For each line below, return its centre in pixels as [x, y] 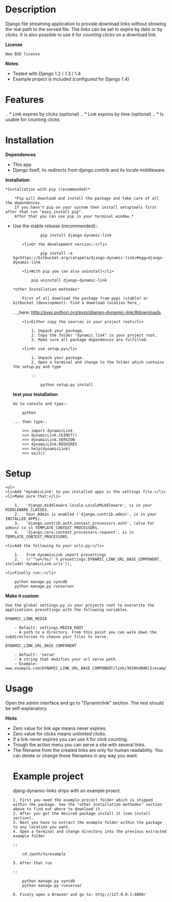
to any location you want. [41, 827]
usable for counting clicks [33, 119]
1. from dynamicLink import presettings [60, 555]
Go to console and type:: [40, 404]
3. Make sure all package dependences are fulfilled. [90, 340]
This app [22, 164]
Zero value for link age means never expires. [60, 728]
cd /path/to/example [44, 854]
